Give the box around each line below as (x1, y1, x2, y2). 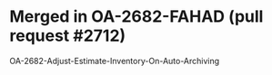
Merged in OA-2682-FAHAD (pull (9, 6, 264, 27)
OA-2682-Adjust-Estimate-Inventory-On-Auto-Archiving (9, 55, 220, 66)
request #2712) (9, 25, 126, 46)
